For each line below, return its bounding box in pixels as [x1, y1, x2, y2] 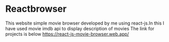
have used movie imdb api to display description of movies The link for [5, 25, 155, 31]
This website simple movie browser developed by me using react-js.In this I [5, 20, 164, 26]
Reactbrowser [5, 3, 67, 15]
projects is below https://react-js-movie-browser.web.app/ [5, 31, 129, 37]
